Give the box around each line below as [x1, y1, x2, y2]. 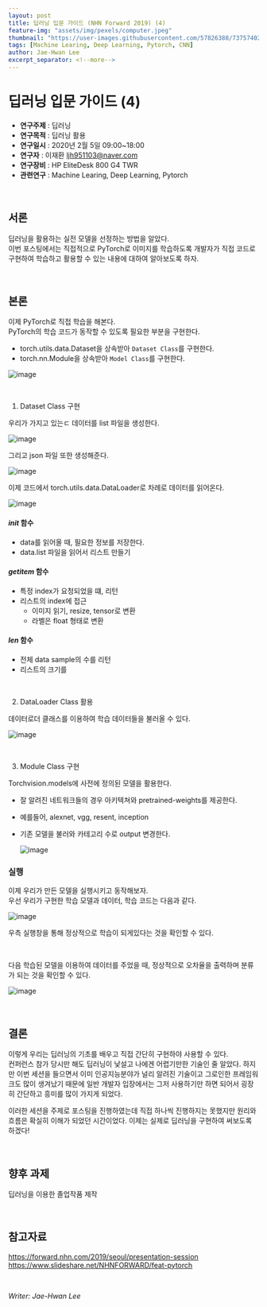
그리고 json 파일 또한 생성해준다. [8, 451, 109, 460]
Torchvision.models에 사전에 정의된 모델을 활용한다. [8, 778, 172, 788]
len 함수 [8, 635, 33, 645]
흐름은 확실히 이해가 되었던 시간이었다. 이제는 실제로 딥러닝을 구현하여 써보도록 [8, 1116, 253, 1126]
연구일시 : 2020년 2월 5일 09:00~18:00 [19, 140, 145, 149]
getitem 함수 [8, 567, 49, 576]
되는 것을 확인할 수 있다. [16, 971, 91, 980]
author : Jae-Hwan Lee [8, 48, 80, 56]
